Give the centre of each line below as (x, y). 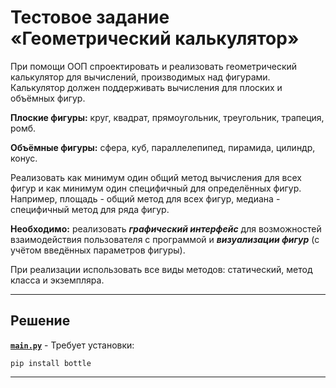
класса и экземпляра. (57, 280)
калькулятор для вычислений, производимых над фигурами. (140, 77)
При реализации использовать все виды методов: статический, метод (161, 269)
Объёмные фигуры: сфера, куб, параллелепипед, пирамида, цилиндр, (163, 147)
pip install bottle (51, 363)
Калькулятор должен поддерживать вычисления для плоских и (146, 87)
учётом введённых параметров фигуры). (98, 250)
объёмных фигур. (48, 98)
